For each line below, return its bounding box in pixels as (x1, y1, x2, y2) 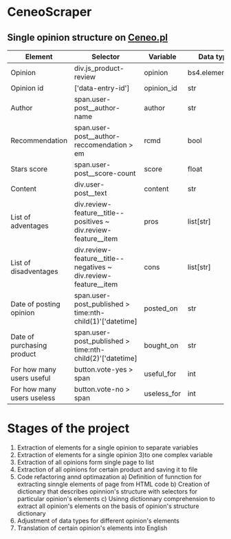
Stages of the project (7, 421, 130, 436)
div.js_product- (74, 63, 125, 73)
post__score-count (74, 169, 136, 178)
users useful (10, 373, 51, 383)
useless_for (144, 389, 181, 398)
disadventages (10, 266, 58, 276)
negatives (74, 262, 107, 272)
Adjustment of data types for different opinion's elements (16, 516, 180, 525)
